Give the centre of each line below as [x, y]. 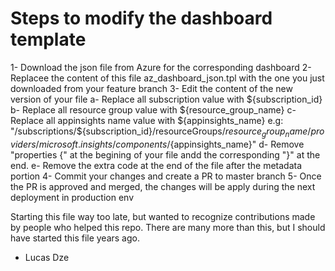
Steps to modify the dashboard [141, 18]
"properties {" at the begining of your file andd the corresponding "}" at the [165, 154]
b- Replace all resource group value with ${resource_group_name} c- [153, 109]
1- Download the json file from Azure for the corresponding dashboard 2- [161, 67]
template [48, 39]
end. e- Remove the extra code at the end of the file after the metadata [156, 165]
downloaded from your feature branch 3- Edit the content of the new [151, 88]
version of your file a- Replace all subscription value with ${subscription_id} [166, 99]
